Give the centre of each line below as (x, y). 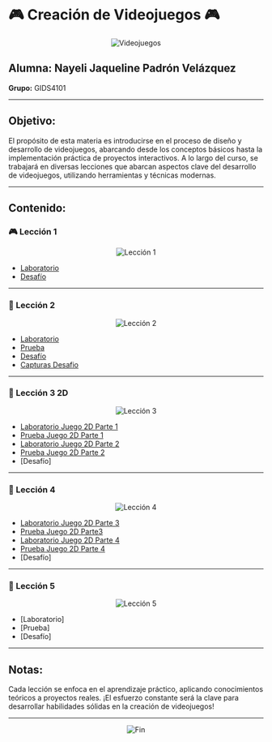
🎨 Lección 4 (32, 489)
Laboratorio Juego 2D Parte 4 (70, 540)
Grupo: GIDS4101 (37, 88)
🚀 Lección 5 (32, 586)
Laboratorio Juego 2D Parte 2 (70, 444)
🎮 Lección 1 (33, 231)
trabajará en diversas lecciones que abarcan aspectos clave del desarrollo (132, 166)
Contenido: (37, 208)
